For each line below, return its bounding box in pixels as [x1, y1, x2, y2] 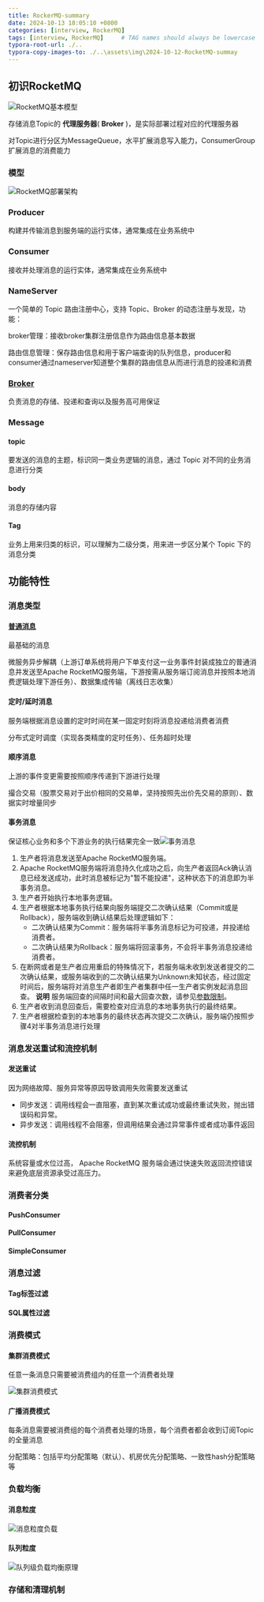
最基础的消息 [8, 640, 50, 650]
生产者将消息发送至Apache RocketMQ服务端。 [19, 853, 171, 863]
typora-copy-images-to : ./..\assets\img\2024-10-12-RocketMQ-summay [8, 48, 238, 56]
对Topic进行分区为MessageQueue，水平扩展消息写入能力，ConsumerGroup [8, 135, 256, 145]
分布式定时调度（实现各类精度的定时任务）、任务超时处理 [8, 732, 191, 742]
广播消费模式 [8, 1406, 50, 1415]
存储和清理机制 [8, 1584, 65, 1595]
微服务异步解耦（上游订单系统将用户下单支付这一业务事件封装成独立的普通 [8, 657, 250, 667]
